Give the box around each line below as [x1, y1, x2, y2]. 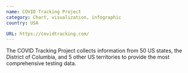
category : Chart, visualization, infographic [6, 14, 121, 20]
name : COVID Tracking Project [6, 8, 82, 15]
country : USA [6, 20, 39, 26]
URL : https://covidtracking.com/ [6, 31, 90, 36]
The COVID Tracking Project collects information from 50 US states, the [6, 47, 183, 54]
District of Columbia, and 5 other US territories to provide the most [6, 53, 170, 60]
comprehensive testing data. [6, 60, 76, 67]
